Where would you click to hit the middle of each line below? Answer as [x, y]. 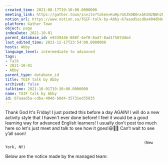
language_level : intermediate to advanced [50, 51]
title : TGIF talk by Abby [32, 79]
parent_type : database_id [32, 75]
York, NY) [15, 147]
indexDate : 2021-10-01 [29, 33]
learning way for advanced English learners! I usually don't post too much [81, 123]
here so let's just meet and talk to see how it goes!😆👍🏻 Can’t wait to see [80, 128]
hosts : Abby [17, 47]
